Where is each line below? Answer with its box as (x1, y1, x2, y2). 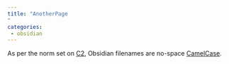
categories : (7, 23, 43, 30)
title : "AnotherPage (7, 10, 69, 18)
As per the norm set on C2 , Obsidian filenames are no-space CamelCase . (7, 49, 222, 58)
